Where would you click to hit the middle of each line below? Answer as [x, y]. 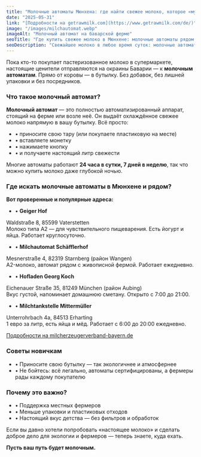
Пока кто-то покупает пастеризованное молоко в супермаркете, [89, 62]
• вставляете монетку [43, 141]
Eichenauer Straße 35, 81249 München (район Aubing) [74, 288]
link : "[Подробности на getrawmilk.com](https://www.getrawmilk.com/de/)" [101, 23]
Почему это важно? [37, 392]
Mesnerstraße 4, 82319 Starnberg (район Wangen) [69, 258]
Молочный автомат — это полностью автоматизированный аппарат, [95, 110]
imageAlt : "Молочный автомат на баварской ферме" [69, 34]
